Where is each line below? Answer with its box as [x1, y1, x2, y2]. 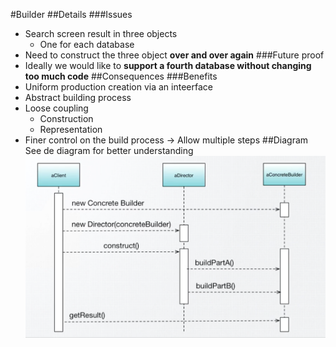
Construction [39, 113, 94, 124]
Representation [39, 124, 103, 135]
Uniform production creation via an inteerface [24, 81, 213, 93]
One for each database [39, 39, 135, 50]
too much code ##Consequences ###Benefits [24, 70, 218, 82]
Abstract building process [24, 92, 132, 103]
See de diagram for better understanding [24, 145, 194, 156]
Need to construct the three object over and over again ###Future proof [24, 49, 325, 61]
